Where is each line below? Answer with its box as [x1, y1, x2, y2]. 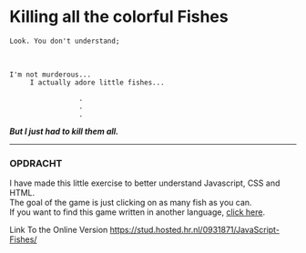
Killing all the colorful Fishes [9, 6, 229, 27]
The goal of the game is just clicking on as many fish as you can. [9, 197, 252, 208]
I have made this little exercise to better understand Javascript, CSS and [9, 177, 280, 188]
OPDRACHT [9, 157, 63, 169]
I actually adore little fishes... [29, 77, 166, 87]
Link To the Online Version [9, 225, 108, 236]
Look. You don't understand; [9, 36, 120, 46]
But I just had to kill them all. [9, 126, 119, 137]
